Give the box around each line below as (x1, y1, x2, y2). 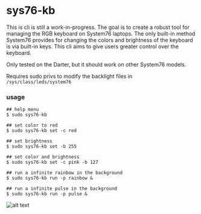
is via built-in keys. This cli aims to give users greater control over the (6, 43, 179, 50)
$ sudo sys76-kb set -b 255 (6, 143, 77, 149)
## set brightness (6, 138, 53, 145)
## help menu (6, 107, 39, 113)
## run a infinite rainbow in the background (6, 170, 123, 176)
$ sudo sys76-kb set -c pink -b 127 (6, 159, 98, 166)
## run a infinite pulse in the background (6, 186, 118, 192)
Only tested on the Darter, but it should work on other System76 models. (6, 61, 187, 68)
